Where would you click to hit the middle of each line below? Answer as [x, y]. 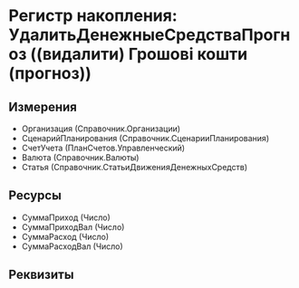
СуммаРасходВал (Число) [72, 246]
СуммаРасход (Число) [65, 236]
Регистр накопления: [93, 16]
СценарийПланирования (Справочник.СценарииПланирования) [145, 138]
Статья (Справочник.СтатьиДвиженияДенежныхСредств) [135, 167]
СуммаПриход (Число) [66, 217]
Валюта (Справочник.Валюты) [80, 158]
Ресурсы [35, 196]
